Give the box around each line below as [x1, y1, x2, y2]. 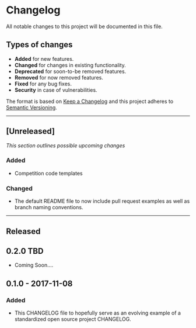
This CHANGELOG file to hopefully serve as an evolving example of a [14, 309, 181, 316]
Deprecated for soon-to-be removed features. [14, 68, 127, 75]
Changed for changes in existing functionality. [14, 61, 127, 68]
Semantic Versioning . [6, 103, 57, 111]
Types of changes [6, 40, 73, 50]
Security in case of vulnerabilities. [14, 86, 97, 94]
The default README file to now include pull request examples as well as [14, 198, 190, 205]
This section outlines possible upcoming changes [6, 141, 125, 149]
